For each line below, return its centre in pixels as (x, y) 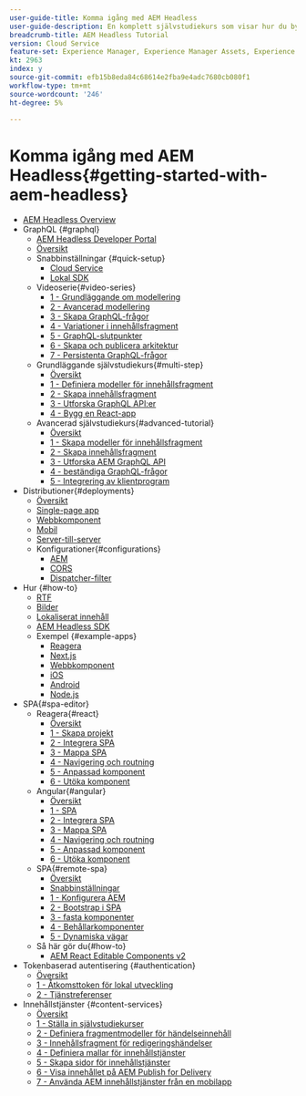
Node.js (64, 695)
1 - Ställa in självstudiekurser (90, 1024)
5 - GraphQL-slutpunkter (96, 336)
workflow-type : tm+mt (51, 86)
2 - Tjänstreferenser (74, 995)
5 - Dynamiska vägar (89, 936)
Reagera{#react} (68, 714)
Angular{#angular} (71, 791)
